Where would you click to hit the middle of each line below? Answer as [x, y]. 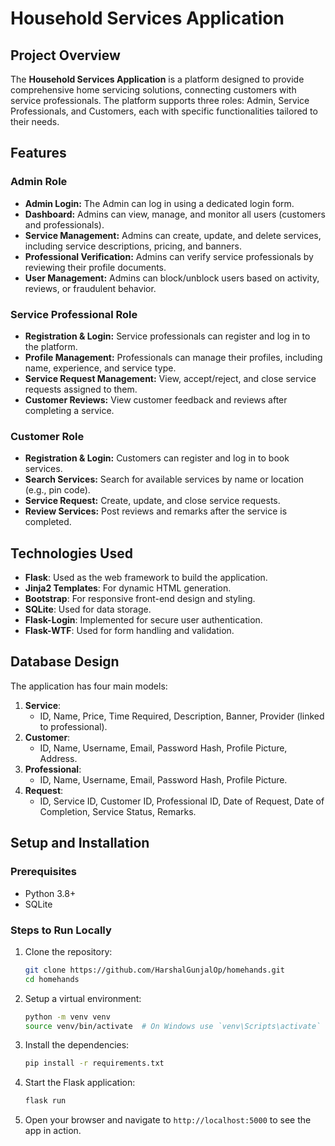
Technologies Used [71, 553]
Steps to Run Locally [61, 930]
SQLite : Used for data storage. [88, 609]
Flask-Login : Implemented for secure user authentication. [143, 620]
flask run [45, 1101]
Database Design [65, 662]
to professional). [73, 726]
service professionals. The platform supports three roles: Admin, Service [160, 100]
